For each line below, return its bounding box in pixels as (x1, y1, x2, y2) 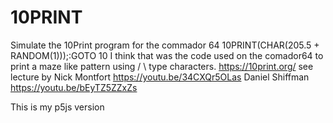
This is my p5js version (10, 101, 105, 113)
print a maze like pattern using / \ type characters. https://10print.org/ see (10, 60, 314, 72)
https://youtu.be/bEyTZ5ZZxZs (10, 81, 138, 93)
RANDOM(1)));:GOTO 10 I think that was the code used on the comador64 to (10, 49, 324, 61)
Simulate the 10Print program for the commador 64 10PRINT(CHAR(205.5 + (10, 39, 320, 51)
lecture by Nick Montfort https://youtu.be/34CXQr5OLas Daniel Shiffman (10, 71, 310, 83)
